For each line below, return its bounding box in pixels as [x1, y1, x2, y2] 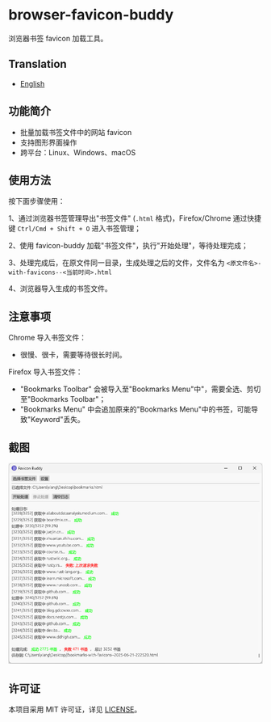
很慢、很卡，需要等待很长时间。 [19, 350, 127, 360]
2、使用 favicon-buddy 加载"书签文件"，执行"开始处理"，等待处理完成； [8, 241, 248, 251]
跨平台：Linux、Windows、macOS [19, 147, 136, 157]
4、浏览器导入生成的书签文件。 [8, 284, 113, 293]
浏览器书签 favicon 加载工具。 [8, 33, 108, 43]
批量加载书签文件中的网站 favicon [19, 127, 132, 137]
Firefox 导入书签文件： [8, 367, 83, 377]
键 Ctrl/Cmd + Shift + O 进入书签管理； [8, 224, 142, 234]
